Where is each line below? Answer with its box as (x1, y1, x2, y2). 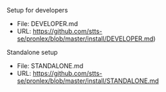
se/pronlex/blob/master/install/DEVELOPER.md (16, 34, 153, 43)
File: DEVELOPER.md (16, 20, 78, 27)
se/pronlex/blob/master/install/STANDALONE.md (16, 77, 160, 85)
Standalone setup (6, 48, 58, 56)
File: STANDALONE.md (16, 62, 84, 70)
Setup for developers (6, 6, 69, 14)
